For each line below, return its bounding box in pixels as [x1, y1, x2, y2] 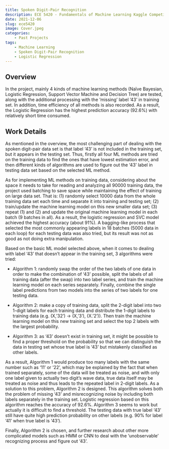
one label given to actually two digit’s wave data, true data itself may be [5, 375, 153, 381]
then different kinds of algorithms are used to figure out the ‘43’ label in [5, 162, 153, 168]
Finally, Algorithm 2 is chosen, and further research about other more [5, 427, 149, 433]
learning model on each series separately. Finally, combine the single [12, 282, 156, 288]
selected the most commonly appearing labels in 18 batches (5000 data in [5, 225, 159, 231]
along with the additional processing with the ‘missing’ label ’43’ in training [5, 96, 159, 103]
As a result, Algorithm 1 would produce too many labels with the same [5, 359, 150, 365]
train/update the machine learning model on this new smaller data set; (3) [5, 204, 157, 209]
